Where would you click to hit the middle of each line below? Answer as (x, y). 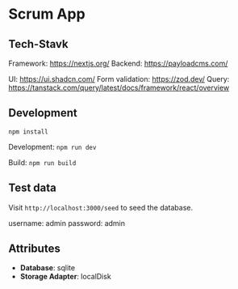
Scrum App (47, 14)
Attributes (34, 249)
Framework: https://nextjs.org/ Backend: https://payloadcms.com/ (118, 63)
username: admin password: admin (67, 223)
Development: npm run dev (52, 147)
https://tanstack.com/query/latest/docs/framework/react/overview (119, 87)
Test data (32, 188)
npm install (28, 132)
